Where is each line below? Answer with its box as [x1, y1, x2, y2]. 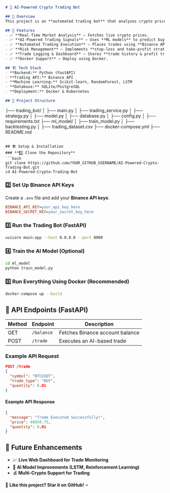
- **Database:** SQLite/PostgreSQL [5, 84, 80, 89]
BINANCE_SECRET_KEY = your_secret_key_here [5, 209, 94, 214]
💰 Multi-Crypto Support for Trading [12, 470, 90, 476]
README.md [5, 129, 32, 135]
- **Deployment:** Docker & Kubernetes [5, 89, 90, 94]
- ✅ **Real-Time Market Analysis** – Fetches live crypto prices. [5, 33, 149, 38]
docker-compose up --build [5, 291, 62, 297]
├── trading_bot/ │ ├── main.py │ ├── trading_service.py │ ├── [5, 107, 143, 113]
